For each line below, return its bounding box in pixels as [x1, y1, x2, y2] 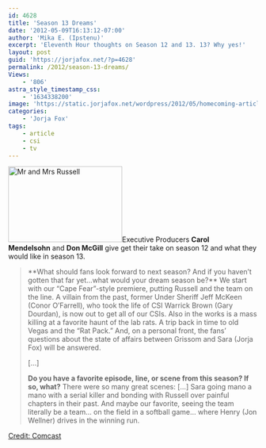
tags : [8, 122, 26, 130]
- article [22, 129, 55, 137]
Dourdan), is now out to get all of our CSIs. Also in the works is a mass [27, 309, 257, 319]
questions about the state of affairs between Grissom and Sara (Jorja [27, 335, 253, 344]
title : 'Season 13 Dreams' [8, 19, 97, 27]
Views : [8, 71, 30, 78]
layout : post [8, 48, 51, 56]
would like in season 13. [8, 251, 85, 262]
